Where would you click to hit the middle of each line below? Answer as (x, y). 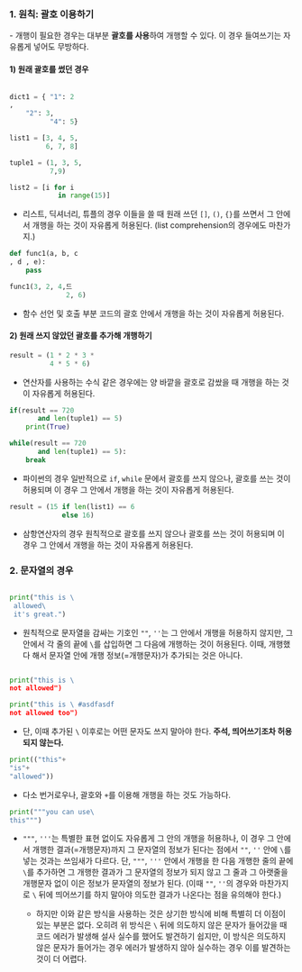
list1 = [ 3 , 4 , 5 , (44, 138)
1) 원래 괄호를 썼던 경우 (49, 68)
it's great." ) (40, 614)
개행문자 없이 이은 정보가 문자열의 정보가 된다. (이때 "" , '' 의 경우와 (140, 884)
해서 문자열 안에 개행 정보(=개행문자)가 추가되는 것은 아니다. (137, 655)
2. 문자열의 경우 (41, 570)
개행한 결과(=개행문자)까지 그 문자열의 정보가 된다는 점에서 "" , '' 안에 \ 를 (161, 849)
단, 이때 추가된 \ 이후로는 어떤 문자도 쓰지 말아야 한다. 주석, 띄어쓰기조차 (149, 731)
